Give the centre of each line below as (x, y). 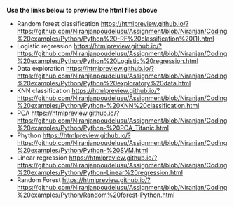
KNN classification (43, 91)
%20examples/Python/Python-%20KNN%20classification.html (108, 105)
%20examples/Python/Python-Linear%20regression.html (100, 172)
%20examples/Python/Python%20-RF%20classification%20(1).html (115, 39)
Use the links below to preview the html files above (82, 10)
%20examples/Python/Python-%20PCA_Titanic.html (93, 128)
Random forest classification (58, 23)
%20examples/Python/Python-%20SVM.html (82, 150)
